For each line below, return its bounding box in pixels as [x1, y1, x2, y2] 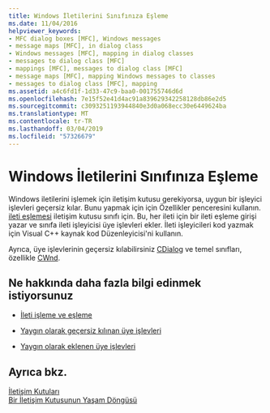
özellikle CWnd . [8, 253, 61, 262]
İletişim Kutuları [8, 386, 60, 397]
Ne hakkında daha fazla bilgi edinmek [8, 276, 201, 290]
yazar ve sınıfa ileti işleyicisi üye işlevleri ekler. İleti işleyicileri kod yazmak [8, 219, 254, 229]
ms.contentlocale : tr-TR [8, 117, 92, 126]
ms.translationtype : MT [8, 110, 89, 118]
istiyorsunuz [8, 288, 74, 302]
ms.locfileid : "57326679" [8, 132, 96, 140]
